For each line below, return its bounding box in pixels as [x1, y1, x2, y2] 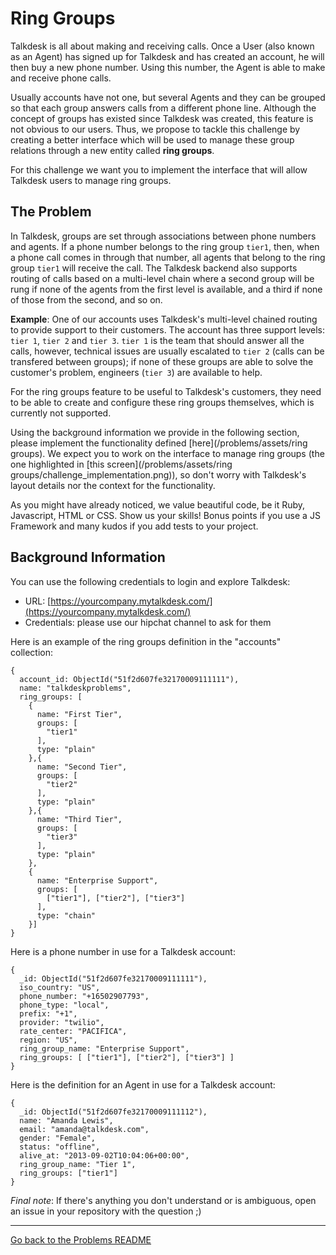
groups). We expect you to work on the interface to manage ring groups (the [10, 447, 325, 459]
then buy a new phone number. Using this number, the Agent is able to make [10, 61, 326, 73]
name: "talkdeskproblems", [19, 683, 132, 693]
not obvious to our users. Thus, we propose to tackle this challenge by [10, 123, 301, 135]
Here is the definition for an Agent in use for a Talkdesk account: [10, 1078, 276, 1091]
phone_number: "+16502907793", [19, 991, 150, 1001]
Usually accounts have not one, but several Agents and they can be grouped [10, 91, 326, 103]
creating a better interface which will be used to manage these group [10, 133, 295, 146]
